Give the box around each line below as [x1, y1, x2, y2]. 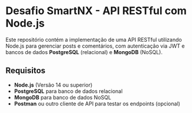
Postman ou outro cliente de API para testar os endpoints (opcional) [14, 100, 181, 107]
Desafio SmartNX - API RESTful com [5, 4, 187, 18]
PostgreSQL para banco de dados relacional [14, 87, 123, 95]
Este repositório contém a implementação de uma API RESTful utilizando [5, 36, 183, 43]
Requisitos [5, 66, 45, 76]
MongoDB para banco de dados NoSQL [14, 94, 112, 101]
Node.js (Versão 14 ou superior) [14, 81, 93, 88]
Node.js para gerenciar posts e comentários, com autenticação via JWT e [5, 42, 186, 49]
